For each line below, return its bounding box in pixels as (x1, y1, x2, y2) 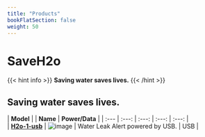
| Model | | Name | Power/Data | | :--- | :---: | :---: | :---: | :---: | (7, 115, 189, 123)
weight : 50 (7, 23, 39, 30)
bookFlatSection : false (7, 17, 76, 24)
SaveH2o (7, 53, 61, 69)
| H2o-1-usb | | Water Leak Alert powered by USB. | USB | (7, 122, 199, 131)
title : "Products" (7, 10, 60, 17)
